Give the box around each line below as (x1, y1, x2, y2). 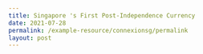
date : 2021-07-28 (8, 19, 67, 27)
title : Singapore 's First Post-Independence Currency (8, 11, 196, 20)
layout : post (8, 33, 52, 42)
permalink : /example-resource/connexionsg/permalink (8, 26, 189, 34)
